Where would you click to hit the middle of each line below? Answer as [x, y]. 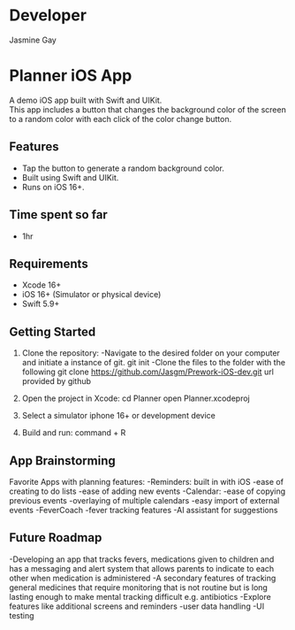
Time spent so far [58, 215]
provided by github [56, 381]
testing [22, 615]
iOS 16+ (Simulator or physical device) [91, 295]
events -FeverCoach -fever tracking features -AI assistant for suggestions [144, 510]
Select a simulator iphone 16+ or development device [119, 416]
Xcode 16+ [42, 285]
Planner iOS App [71, 76]
